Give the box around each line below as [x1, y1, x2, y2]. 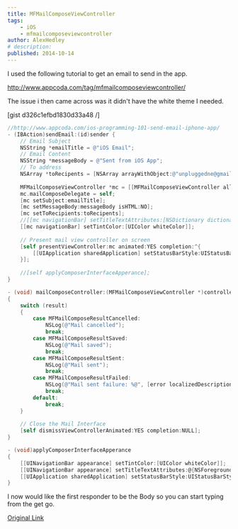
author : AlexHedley [7, 37, 65, 44]
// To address [20, 164, 62, 171]
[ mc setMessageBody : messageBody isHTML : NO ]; [20, 204, 154, 211]
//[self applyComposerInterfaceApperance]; [20, 269, 151, 277]
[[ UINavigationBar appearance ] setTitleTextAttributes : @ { [20, 466, 195, 474]
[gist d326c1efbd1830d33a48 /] [7, 111, 101, 119]
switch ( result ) [20, 302, 69, 309]
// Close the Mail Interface [20, 421, 106, 428]
